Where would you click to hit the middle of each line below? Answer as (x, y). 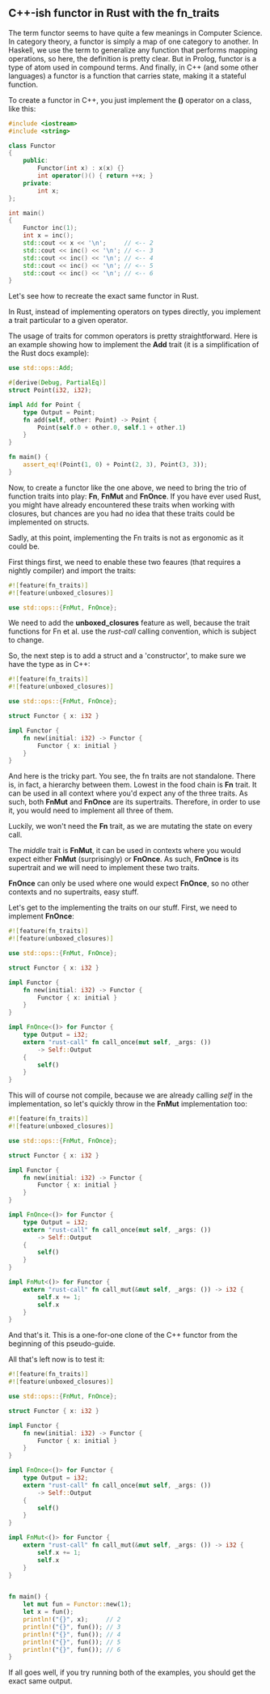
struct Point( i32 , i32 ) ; (50, 391)
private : (38, 183)
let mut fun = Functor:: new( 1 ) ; (77, 1605)
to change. (26, 640)
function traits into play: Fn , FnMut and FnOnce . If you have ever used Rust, (135, 496)
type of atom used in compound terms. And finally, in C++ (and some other (133, 67)
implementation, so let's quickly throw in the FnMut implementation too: (128, 1104)
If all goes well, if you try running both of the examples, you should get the (132, 1673)
